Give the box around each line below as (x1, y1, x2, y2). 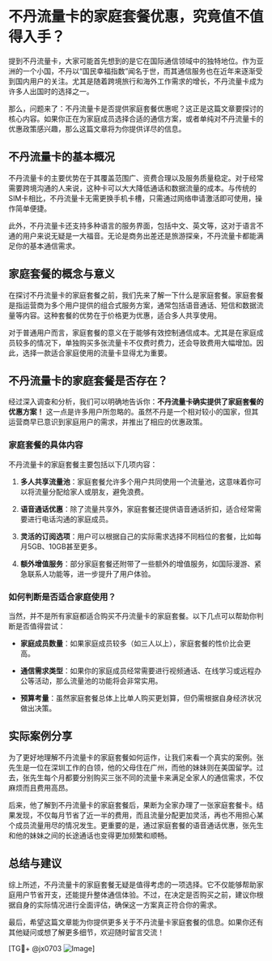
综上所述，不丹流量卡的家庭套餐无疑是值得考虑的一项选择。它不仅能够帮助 (8, 879, 257, 889)
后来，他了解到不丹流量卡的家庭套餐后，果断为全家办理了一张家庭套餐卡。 (8, 800, 257, 809)
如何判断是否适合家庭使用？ (8, 591, 117, 603)
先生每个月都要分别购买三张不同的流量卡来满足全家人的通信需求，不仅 (29, 772, 264, 783)
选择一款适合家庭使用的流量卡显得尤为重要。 (22, 348, 172, 358)
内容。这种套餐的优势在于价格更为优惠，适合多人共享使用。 (22, 310, 221, 320)
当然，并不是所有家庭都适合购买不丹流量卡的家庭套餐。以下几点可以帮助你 (8, 611, 257, 620)
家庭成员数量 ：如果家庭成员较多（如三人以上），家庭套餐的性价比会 (19, 638, 244, 648)
